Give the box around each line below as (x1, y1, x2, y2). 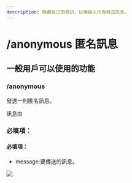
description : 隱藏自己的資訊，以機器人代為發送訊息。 (6, 9, 130, 15)
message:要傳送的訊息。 (15, 157, 78, 165)
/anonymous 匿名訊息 (6, 37, 118, 51)
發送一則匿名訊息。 (6, 97, 55, 104)
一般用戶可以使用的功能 (6, 64, 95, 74)
